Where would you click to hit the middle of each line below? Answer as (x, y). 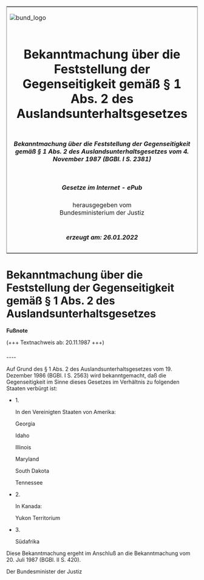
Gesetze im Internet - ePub (102, 187)
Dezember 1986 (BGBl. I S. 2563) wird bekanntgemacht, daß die (87, 376)
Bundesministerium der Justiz (102, 213)
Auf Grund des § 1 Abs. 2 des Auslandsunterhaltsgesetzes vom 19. (89, 369)
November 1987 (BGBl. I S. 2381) (102, 159)
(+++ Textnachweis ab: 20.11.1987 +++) (55, 342)
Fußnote (17, 330)
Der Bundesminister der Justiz (44, 571)
